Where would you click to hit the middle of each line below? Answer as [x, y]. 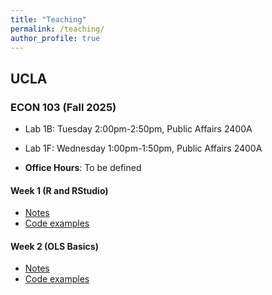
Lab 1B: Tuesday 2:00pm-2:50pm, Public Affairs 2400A [138, 129]
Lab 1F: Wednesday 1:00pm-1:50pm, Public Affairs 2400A [143, 148]
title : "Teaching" [48, 19]
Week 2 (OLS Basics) [54, 246]
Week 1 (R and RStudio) [59, 190]
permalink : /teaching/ [57, 29]
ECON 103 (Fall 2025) [63, 107]
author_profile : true [55, 38]
